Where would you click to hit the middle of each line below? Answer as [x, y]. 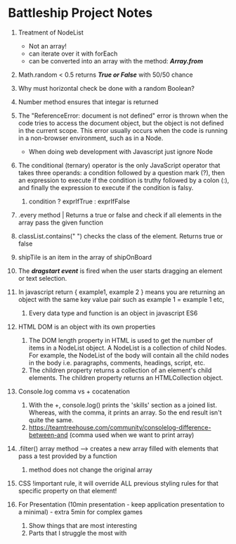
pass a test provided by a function [67, 456]
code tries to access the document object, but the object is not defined [121, 123]
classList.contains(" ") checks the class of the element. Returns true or [120, 236]
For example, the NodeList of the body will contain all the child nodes [129, 355]
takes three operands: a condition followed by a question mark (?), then [122, 172]
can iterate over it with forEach [73, 53]
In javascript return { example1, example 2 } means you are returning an [122, 292]
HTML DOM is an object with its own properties [87, 327]
